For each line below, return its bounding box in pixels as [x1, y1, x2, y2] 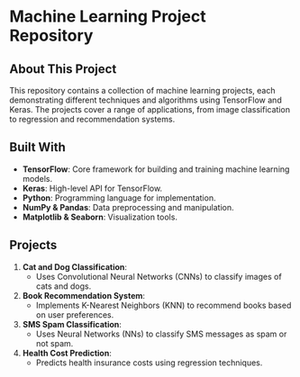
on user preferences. [35, 309, 114, 320]
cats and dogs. [35, 281, 92, 292]
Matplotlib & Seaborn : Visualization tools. [22, 211, 178, 222]
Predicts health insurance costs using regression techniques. [35, 357, 263, 368]
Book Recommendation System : [22, 290, 146, 301]
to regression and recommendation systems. [9, 114, 176, 124]
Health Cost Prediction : [22, 347, 113, 358]
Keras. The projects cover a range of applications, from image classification [9, 104, 291, 114]
